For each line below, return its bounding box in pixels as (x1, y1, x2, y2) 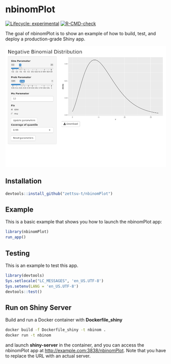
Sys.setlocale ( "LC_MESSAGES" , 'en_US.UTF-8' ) (5, 278, 104, 283)
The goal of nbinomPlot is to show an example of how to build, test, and (5, 30, 156, 36)
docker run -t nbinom (5, 333, 52, 338)
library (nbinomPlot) (5, 229, 50, 235)
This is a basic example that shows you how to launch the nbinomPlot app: (5, 219, 162, 225)
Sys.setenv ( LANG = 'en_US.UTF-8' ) (5, 284, 79, 289)
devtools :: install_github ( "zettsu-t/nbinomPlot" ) (5, 191, 113, 196)
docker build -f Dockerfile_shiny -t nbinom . (5, 327, 106, 333)
